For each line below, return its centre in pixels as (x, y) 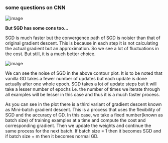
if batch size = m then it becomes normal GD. (52, 136)
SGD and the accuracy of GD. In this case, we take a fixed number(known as (84, 115)
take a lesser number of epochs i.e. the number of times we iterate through (83, 89)
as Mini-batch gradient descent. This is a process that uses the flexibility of (83, 110)
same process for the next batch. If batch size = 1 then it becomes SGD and (83, 131)
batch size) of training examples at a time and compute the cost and (75, 120)
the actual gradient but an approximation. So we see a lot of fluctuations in (82, 49)
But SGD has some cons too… (37, 28)
